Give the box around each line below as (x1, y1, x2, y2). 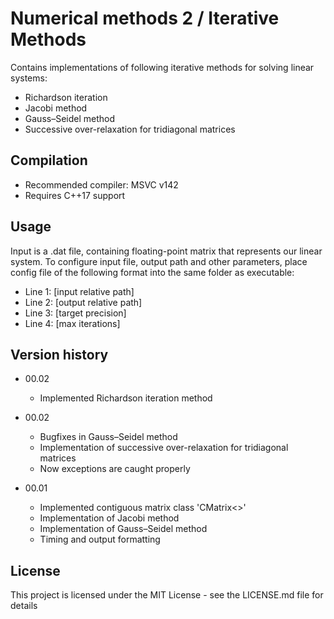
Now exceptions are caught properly (39, 463, 191, 475)
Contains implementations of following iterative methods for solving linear (10, 61, 315, 73)
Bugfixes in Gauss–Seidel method (39, 431, 178, 443)
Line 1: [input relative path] (24, 285, 135, 297)
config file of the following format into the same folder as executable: (10, 266, 295, 278)
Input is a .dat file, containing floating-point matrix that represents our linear (10, 245, 323, 257)
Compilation (10, 152, 88, 169)
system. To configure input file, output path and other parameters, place (10, 255, 308, 267)
